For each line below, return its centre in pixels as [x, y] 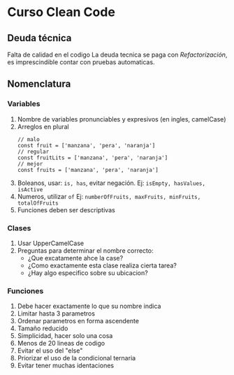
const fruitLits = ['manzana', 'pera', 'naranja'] [93, 158]
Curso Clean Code [61, 12]
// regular [33, 152]
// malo [28, 139]
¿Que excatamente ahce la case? [75, 258]
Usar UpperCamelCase [51, 243]
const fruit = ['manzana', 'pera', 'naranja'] [86, 145]
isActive [30, 189]
